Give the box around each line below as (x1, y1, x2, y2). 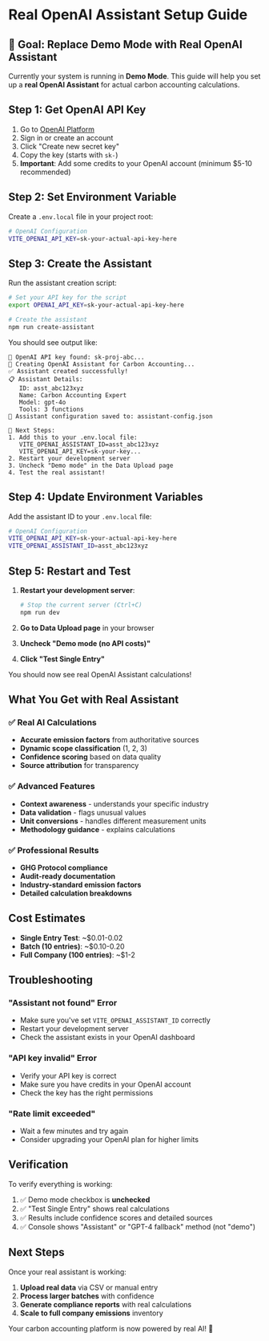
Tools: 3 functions (18, 405, 84, 413)
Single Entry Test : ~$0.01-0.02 (19, 933, 123, 942)
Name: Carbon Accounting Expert (18, 391, 127, 399)
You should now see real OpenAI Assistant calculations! (8, 669, 192, 679)
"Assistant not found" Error (8, 998, 118, 1009)
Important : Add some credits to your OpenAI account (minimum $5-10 (19, 158, 252, 168)
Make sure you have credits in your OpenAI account (19, 1079, 191, 1089)
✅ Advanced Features (8, 781, 95, 792)
